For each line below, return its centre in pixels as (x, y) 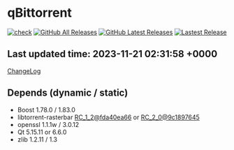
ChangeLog (24, 70)
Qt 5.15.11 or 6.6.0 (42, 132)
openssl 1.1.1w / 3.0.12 (48, 124)
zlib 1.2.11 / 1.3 (37, 139)
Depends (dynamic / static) (68, 93)
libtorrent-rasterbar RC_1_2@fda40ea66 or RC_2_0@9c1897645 (109, 117)
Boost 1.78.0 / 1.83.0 (46, 110)
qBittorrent (39, 13)
